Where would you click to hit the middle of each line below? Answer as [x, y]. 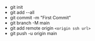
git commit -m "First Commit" [40, 18]
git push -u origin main [33, 33]
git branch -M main [30, 23]
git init [16, 7]
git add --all [22, 12]
